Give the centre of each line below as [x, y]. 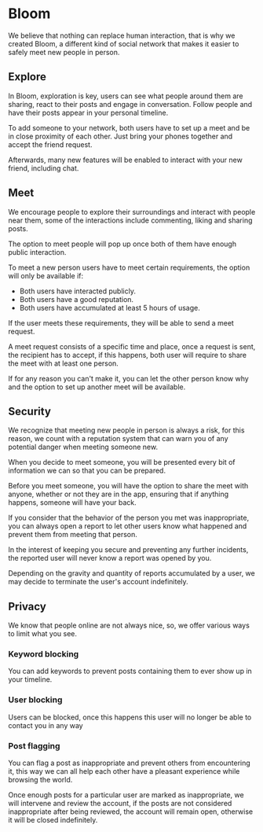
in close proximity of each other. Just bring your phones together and [121, 136]
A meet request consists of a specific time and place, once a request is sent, [132, 346]
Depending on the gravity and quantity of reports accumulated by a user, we [131, 573]
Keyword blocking [44, 654]
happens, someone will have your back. [73, 503]
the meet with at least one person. [64, 363]
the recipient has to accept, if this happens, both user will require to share [128, 355]
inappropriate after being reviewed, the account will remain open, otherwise [131, 812]
